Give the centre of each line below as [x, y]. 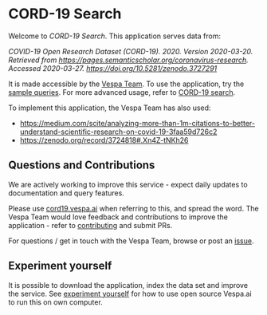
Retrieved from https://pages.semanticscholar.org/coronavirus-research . [128, 60]
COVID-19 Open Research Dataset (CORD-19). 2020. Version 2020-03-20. [131, 51]
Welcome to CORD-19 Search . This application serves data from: [115, 36]
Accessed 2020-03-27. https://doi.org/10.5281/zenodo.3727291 [113, 68]
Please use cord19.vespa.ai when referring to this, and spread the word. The [133, 208]
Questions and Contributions [82, 165]
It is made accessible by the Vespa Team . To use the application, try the [126, 84]
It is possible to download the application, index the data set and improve [128, 285]
